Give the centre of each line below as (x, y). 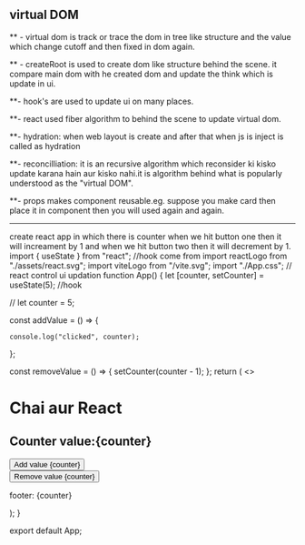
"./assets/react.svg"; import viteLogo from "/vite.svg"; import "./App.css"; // (151, 265)
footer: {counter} (41, 495)
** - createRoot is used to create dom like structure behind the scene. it (143, 64)
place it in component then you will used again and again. (117, 210)
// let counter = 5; (42, 302)
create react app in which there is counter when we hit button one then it (146, 237)
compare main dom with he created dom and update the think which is (142, 74)
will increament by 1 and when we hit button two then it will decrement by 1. (151, 246)
